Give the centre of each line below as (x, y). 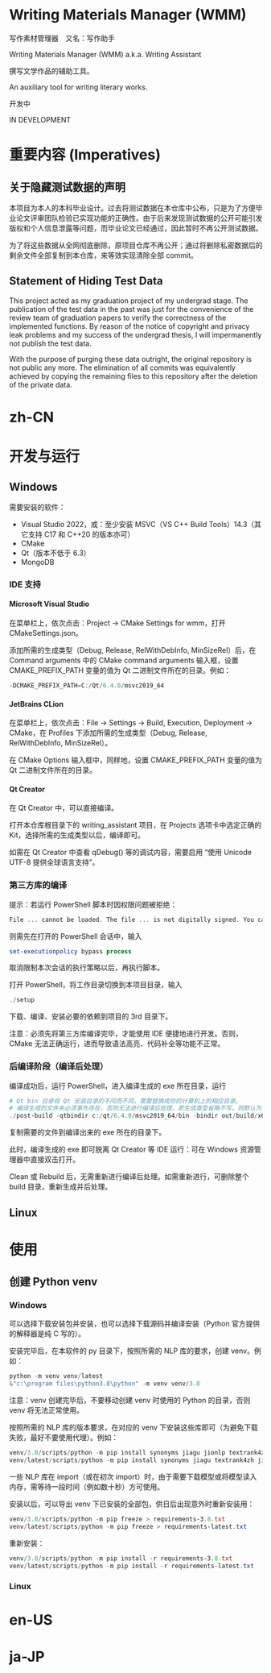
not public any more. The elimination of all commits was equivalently (123, 367)
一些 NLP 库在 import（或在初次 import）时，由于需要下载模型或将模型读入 (133, 1476)
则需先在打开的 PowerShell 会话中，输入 (76, 936)
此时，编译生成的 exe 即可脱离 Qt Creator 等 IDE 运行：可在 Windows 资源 (131, 1149)
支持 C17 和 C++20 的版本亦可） (81, 534)
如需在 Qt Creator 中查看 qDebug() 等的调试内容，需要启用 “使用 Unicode (131, 853)
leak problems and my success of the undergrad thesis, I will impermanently (135, 334)
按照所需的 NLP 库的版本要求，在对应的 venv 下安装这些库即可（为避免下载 (133, 1427)
